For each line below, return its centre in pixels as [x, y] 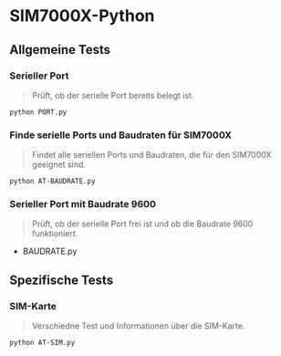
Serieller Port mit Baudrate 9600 [83, 204]
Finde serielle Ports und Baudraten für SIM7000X [121, 135]
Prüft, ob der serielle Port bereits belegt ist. [113, 95]
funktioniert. [55, 234]
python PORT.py [38, 112]
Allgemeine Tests [60, 50]
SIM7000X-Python [82, 16]
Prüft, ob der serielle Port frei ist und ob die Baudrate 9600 [142, 224]
